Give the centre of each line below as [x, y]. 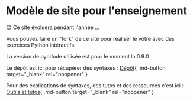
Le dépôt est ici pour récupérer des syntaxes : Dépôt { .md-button [86, 68]
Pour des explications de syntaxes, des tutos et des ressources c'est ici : [95, 85]
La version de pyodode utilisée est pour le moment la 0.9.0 [78, 56]
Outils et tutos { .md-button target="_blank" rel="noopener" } [80, 92]
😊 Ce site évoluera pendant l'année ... [53, 27]
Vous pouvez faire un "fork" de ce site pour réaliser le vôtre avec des [90, 38]
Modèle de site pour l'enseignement [97, 11]
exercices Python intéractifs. [41, 45]
